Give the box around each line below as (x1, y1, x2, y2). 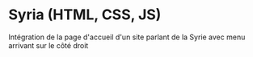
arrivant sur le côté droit (8, 40, 89, 50)
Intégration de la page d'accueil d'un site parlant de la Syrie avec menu (8, 32, 246, 42)
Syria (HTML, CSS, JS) (8, 6, 162, 24)
